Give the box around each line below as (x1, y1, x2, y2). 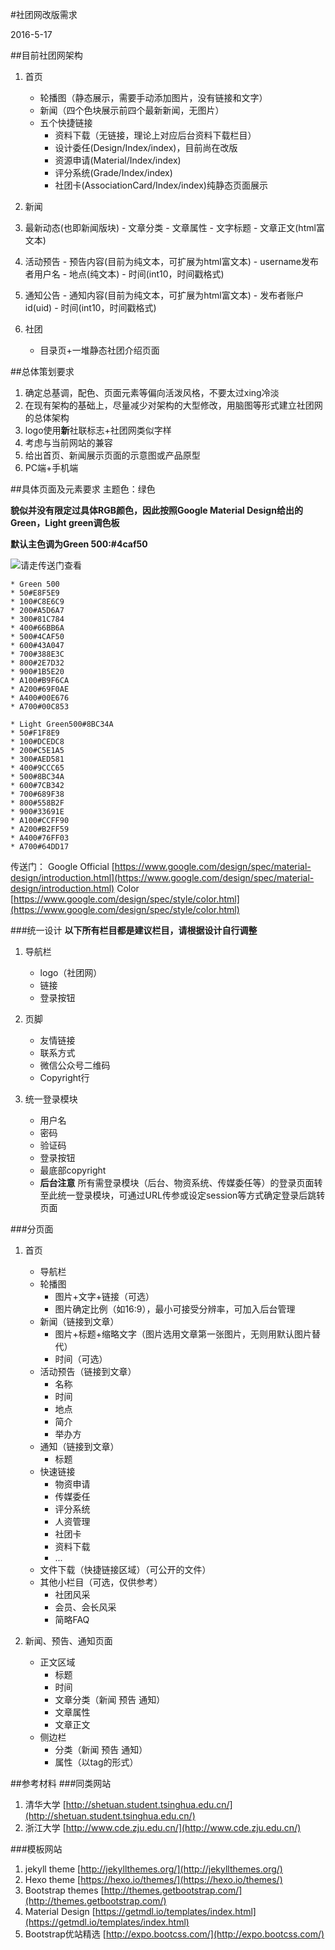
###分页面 (10, 1223, 54, 1235)
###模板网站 (10, 1843, 63, 1855)
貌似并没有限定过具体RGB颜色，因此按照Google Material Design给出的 (10, 504, 303, 516)
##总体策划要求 (10, 366, 75, 377)
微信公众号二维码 (39, 1059, 111, 1071)
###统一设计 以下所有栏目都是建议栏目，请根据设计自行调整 (10, 924, 258, 936)
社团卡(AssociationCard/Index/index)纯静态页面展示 (54, 179, 268, 191)
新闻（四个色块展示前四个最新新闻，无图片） (39, 104, 225, 116)
